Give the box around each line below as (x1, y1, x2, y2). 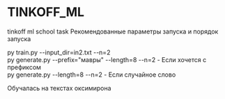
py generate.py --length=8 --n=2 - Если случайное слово (7, 70, 176, 79)
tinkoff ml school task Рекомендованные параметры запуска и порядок (7, 27, 219, 36)
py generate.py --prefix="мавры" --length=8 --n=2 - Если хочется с (7, 55, 207, 63)
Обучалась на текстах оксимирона (7, 84, 111, 92)
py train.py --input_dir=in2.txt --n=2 (7, 48, 111, 56)
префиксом (7, 63, 42, 71)
